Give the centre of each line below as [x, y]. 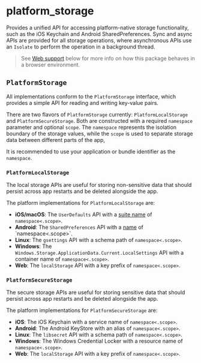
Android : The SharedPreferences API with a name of [79, 227]
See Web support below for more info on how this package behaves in [108, 58]
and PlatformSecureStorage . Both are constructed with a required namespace [100, 120]
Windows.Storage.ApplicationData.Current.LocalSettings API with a [99, 253]
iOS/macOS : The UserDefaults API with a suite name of [83, 214]
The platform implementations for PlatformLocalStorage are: [80, 203]
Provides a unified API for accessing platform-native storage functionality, [97, 28]
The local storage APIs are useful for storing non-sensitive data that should [99, 185]
